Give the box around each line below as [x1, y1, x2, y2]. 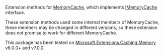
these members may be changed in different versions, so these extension [5, 24, 157, 30]
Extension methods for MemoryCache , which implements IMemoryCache [5, 4, 157, 10]
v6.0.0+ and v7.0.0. [5, 45, 45, 50]
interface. [5, 9, 25, 15]
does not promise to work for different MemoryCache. [5, 30, 117, 35]
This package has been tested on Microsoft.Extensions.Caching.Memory [5, 39, 156, 45]
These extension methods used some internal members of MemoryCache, [5, 19, 159, 25]
